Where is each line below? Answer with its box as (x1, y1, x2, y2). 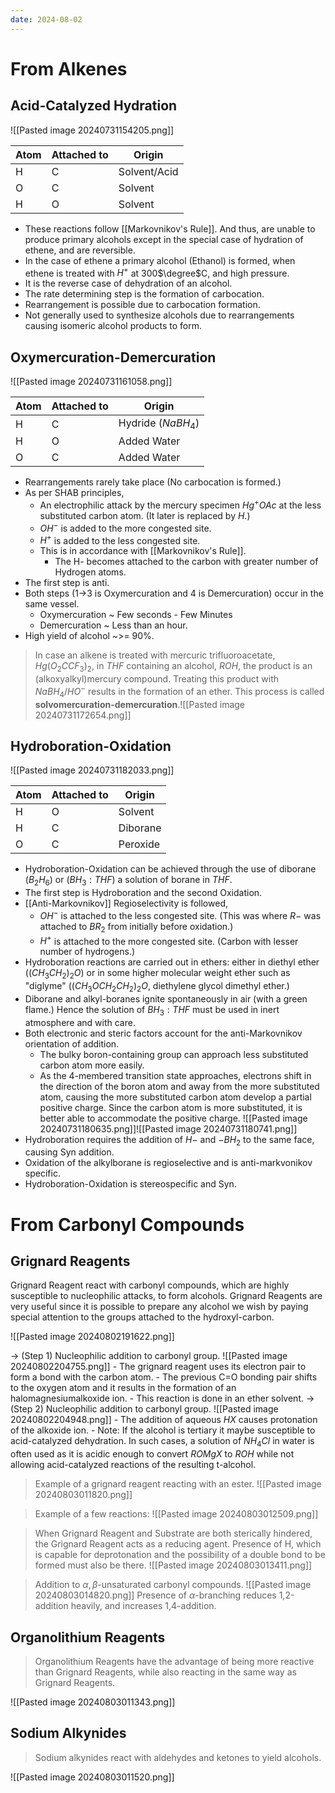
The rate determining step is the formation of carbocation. (24, 288, 265, 300)
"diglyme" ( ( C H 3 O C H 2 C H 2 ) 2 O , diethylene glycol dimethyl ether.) (24, 980, 290, 994)
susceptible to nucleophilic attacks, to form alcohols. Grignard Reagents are (10, 1290, 323, 1302)
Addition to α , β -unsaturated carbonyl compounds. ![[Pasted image (34, 1579, 312, 1591)
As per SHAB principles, (24, 487, 125, 499)
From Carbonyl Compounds (10, 1213, 245, 1236)
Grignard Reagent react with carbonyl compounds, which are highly (10, 1279, 290, 1291)
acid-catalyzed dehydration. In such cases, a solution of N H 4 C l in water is (10, 1435, 315, 1450)
